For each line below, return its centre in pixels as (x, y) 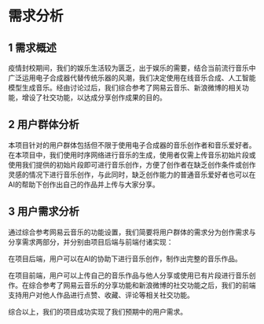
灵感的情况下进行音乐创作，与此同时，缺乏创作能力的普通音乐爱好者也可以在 (132, 175)
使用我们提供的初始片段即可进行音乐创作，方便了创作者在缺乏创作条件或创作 (132, 164)
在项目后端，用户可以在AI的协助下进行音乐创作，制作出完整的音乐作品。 (125, 258)
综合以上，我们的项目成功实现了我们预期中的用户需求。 (97, 311)
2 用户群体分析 (44, 125)
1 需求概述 (33, 48)
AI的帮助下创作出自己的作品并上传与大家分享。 (84, 184)
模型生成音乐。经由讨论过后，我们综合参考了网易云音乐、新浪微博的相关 (125, 88)
